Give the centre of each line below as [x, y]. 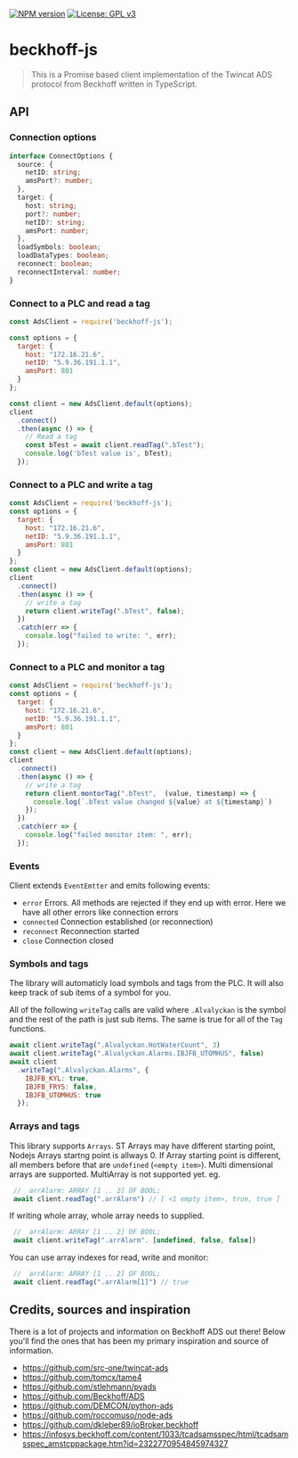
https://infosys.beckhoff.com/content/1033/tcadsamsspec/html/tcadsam [155, 1434]
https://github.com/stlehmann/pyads [89, 1387]
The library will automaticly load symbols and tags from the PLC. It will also [147, 983]
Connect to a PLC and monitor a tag [87, 667]
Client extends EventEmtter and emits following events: [110, 886]
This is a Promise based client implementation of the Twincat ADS [152, 74]
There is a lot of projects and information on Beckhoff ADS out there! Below [148, 1331]
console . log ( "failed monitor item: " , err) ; [109, 835]
